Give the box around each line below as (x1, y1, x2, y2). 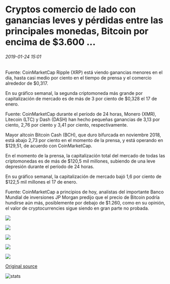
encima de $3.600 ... (5, 36, 96, 48)
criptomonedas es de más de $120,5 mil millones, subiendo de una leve (5, 158, 156, 165)
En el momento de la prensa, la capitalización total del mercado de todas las (5, 153, 165, 159)
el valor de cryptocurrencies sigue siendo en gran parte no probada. (5, 205, 150, 211)
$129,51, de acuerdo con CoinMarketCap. (5, 143, 92, 149)
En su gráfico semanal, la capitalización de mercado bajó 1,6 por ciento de (5, 173, 162, 180)
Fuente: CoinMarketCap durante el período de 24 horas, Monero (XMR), (5, 111, 157, 117)
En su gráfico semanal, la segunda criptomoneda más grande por (5, 90, 143, 96)
